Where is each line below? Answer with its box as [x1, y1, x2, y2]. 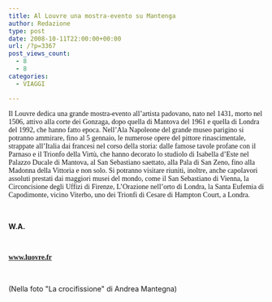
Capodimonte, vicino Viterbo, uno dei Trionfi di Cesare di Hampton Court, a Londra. [8, 190, 250, 199]
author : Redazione [8, 19, 71, 28]
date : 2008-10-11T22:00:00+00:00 [8, 34, 122, 43]
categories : [8, 72, 49, 80]
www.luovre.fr [8, 252, 53, 261]
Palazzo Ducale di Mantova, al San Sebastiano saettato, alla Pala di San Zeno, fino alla [8, 157, 256, 166]
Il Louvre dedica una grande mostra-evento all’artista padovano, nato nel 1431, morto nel [8, 109, 262, 118]
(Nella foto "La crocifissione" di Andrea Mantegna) [8, 283, 177, 293]
